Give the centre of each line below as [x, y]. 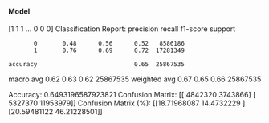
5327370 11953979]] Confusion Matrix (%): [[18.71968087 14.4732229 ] [127, 103]
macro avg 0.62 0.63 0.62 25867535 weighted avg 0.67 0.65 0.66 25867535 [135, 79]
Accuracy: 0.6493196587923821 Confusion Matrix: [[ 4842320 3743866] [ [132, 95]
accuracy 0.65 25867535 [96, 65]
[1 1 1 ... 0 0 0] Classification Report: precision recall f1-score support [122, 29]
